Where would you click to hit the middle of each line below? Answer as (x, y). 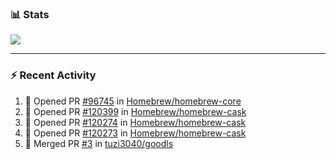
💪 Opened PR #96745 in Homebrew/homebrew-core (133, 101)
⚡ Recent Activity (53, 75)
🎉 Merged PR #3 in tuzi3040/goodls (99, 143)
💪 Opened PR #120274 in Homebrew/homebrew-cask (135, 122)
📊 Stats (30, 14)
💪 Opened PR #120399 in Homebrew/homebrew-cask (135, 111)
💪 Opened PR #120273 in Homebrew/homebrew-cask (135, 133)
